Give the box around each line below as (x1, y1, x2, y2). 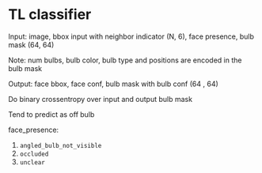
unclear (19, 158, 45, 167)
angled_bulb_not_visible (19, 141, 102, 149)
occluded (19, 150, 49, 158)
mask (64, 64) (8, 39, 55, 49)
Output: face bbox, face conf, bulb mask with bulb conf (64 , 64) (8, 79, 219, 88)
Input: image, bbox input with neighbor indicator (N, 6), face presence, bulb (8, 32, 255, 41)
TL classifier (8, 6, 92, 24)
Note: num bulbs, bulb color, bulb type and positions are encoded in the (8, 55, 242, 65)
